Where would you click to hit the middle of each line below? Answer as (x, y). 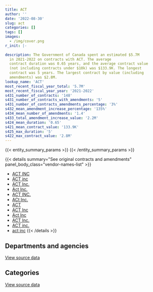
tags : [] (14, 32)
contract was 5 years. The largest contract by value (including (77, 73)
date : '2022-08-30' (25, 18)
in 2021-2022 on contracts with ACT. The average (60, 59)
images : (13, 37)
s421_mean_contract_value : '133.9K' (42, 127)
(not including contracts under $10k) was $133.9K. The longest (76, 69)
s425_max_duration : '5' (29, 132)
